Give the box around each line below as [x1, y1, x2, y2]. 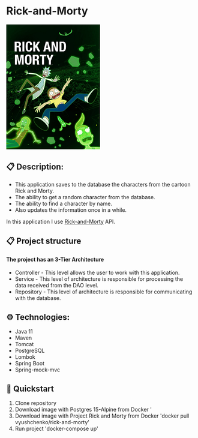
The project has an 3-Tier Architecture [6, 256, 104, 263]
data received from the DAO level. [14, 282, 99, 289]
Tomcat [14, 341, 34, 348]
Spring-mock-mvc [14, 366, 61, 373]
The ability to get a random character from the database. [14, 193, 155, 200]
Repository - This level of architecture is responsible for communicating [14, 288, 193, 295]
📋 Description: [6, 162, 64, 172]
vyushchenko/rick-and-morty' [14, 418, 90, 425]
